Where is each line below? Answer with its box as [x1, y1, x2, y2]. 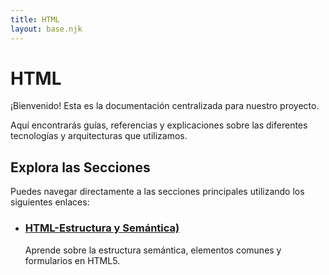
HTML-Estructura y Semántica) [24, 221, 180, 235]
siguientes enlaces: [10, 196, 90, 208]
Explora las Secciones [10, 159, 151, 176]
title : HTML [10, 14, 60, 25]
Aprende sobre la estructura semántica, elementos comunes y [24, 244, 282, 256]
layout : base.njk [10, 24, 83, 34]
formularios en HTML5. [24, 254, 121, 266]
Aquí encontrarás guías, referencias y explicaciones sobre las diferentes [10, 119, 308, 131]
